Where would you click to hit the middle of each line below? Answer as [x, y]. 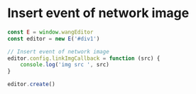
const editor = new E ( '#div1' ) [54, 38]
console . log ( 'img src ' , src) [65, 65]
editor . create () [31, 84]
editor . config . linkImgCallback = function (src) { [84, 58]
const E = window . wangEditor [50, 32]
